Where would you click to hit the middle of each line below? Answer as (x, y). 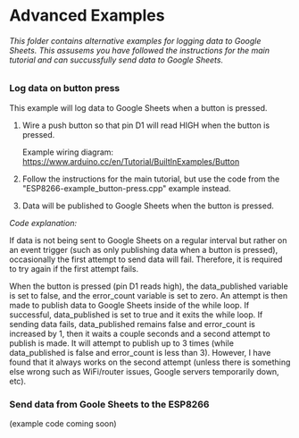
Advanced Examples (87, 16)
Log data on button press (65, 88)
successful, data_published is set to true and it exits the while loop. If (136, 315)
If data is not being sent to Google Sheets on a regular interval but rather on (148, 240)
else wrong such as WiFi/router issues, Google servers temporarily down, (144, 371)
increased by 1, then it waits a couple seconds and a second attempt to (140, 333)
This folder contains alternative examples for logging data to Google (135, 40)
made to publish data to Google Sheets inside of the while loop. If (129, 305)
